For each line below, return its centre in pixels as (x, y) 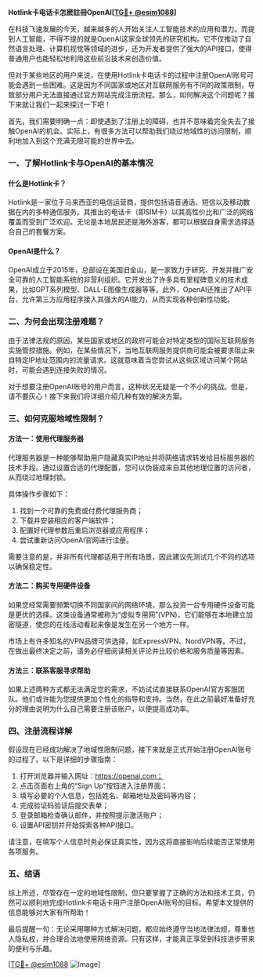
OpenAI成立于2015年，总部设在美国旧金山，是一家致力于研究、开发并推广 (127, 270)
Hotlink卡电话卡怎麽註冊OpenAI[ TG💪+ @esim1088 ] (92, 12)
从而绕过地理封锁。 (39, 477)
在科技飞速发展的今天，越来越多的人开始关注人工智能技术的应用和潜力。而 (128, 29)
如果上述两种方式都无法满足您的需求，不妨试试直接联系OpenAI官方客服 (123, 689)
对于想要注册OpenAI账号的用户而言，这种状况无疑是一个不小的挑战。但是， (130, 386)
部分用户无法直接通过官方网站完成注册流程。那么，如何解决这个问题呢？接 (135, 95)
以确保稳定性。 (32, 566)
